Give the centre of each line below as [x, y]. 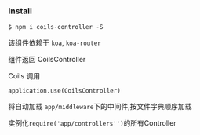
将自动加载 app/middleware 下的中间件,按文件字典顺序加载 [100, 107]
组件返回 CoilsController [47, 60]
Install [20, 11]
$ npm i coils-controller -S [56, 27]
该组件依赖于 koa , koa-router [55, 43]
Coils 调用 [24, 76]
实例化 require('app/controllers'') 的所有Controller [92, 123]
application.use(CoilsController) [65, 91]
